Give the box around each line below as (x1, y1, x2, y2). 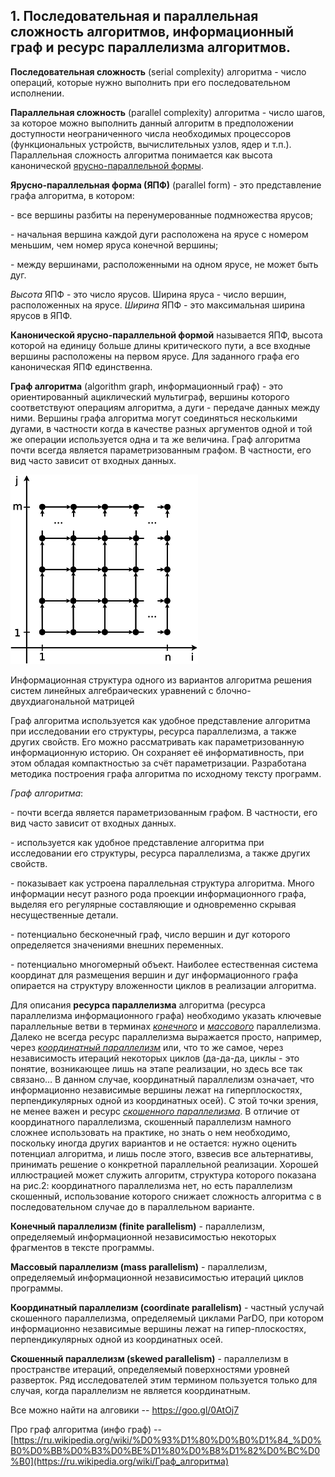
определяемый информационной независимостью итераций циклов (10, 1271, 304, 1283)
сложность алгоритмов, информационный (10, 24, 295, 41)
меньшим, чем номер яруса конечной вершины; (10, 239, 219, 251)
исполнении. (10, 87, 65, 99)
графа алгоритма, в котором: (10, 189, 135, 201)
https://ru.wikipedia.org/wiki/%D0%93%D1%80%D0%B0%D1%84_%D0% (13, 1434, 322, 1446)
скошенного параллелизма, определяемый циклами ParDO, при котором (10, 1312, 325, 1324)
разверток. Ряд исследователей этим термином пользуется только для (10, 1374, 318, 1386)
